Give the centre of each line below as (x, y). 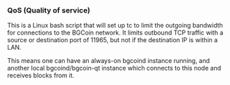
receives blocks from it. (41, 75)
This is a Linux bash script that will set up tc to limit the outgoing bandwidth (115, 26)
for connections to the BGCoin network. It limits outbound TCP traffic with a (115, 32)
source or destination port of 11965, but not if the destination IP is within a (113, 40)
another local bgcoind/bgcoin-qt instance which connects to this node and (114, 68)
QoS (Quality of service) (49, 10)
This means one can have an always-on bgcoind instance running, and (109, 61)
